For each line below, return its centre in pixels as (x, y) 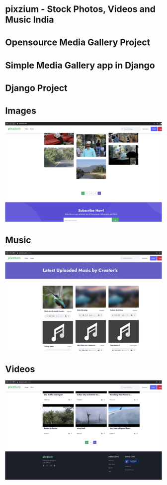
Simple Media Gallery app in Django (80, 65)
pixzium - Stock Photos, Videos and (80, 9)
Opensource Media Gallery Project (78, 43)
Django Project (37, 88)
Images (21, 111)
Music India (30, 20)
